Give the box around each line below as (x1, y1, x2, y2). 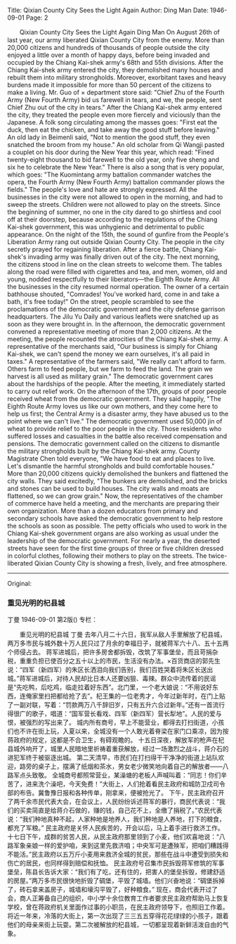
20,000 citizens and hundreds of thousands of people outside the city (7, 44, 209, 51)
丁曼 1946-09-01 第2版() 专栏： (7, 615, 98, 624)
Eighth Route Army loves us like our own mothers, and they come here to (7, 402, 218, 410)
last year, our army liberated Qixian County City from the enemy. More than (7, 36, 225, 44)
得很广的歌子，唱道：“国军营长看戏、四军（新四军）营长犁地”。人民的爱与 (7, 710, 223, 718)
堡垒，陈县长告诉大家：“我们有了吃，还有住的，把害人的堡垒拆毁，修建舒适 (7, 868, 226, 876)
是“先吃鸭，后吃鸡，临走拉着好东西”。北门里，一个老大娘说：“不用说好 (7, 683, 213, 691)
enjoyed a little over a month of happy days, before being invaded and (7, 51, 210, 59)
